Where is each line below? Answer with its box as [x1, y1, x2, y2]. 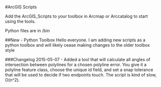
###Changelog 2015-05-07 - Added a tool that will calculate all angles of [5, 57, 151, 62]
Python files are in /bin [5, 28, 50, 33]
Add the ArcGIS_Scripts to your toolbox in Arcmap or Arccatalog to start [5, 13, 148, 19]
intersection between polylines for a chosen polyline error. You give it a [5, 62, 146, 67]
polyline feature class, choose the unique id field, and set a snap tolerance [5, 67, 153, 73]
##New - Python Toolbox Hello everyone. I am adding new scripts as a [5, 37, 146, 43]
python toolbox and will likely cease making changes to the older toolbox [5, 42, 150, 48]
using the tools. [5, 19, 36, 24]
